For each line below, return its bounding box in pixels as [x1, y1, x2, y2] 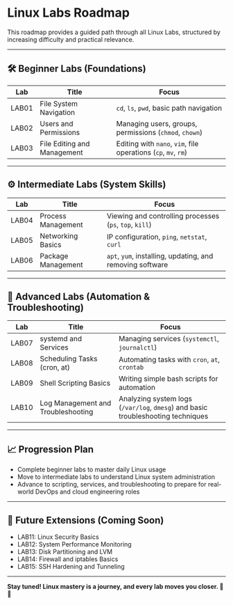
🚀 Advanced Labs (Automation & [7, 290, 150, 302]
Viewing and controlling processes [106, 211, 220, 221]
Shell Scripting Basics [40, 378, 111, 388]
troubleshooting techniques [119, 411, 209, 421]
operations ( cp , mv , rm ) [116, 148, 187, 157]
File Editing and [40, 139, 90, 148]
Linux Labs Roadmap [7, 5, 130, 21]
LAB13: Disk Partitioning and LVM [17, 548, 113, 556]
